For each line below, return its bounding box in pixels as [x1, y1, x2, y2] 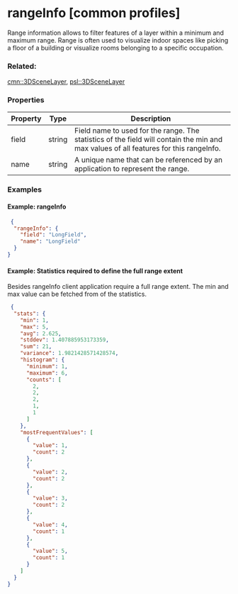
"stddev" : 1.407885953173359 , [20, 336, 110, 343]
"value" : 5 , [33, 548, 69, 555]
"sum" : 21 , [20, 343, 52, 351]
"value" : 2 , [33, 468, 69, 475]
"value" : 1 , [33, 442, 69, 449]
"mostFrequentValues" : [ [20, 429, 93, 436]
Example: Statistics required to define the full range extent [7, 266, 183, 275]
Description [130, 114, 171, 123]
